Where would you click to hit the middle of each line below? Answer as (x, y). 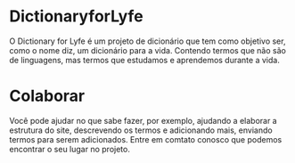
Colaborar (47, 96)
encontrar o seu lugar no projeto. (70, 149)
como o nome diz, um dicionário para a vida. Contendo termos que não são (148, 50)
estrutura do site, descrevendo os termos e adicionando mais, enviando (141, 130)
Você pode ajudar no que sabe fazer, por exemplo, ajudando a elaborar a (143, 120)
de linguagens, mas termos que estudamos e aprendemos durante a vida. (145, 60)
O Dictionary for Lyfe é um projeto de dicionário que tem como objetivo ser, (147, 41)
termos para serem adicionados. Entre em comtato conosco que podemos (146, 139)
